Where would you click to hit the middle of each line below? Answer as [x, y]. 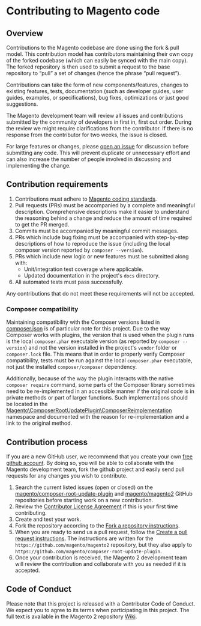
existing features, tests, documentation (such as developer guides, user [95, 91]
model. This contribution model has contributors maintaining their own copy [100, 54]
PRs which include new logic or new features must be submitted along [102, 256]
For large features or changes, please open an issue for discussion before [97, 146]
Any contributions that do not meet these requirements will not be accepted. [100, 293]
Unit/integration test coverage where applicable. [84, 269]
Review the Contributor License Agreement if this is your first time [96, 506]
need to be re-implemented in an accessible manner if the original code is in [100, 391]
